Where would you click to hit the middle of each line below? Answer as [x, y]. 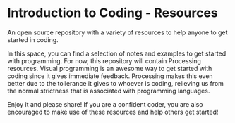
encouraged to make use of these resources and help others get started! [113, 112]
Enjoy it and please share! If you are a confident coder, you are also [105, 104]
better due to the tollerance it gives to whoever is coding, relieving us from [116, 83]
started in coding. [33, 39]
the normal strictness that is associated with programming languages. [109, 91]
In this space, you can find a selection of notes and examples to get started [117, 53]
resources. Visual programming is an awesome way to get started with [110, 68]
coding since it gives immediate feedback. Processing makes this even [110, 76]
